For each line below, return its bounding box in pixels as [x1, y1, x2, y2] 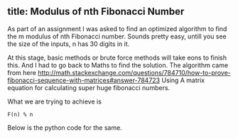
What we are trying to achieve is [7, 97, 102, 106]
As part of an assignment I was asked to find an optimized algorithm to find [7, 24, 227, 33]
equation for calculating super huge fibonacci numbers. [7, 83, 171, 91]
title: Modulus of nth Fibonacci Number [7, 6, 185, 18]
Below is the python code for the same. [7, 123, 122, 132]
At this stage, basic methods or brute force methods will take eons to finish [7, 53, 227, 62]
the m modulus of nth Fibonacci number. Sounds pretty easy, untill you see [7, 32, 227, 40]
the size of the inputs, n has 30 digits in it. [7, 39, 130, 48]
